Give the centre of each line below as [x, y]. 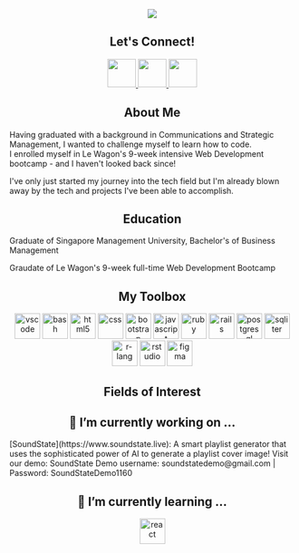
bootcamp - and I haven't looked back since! [93, 163]
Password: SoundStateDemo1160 [71, 473]
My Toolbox [152, 296]
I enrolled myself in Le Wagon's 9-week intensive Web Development [137, 153]
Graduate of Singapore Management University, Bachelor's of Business [143, 241]
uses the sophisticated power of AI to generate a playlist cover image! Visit [149, 454]
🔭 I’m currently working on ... [152, 423]
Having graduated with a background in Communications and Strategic [142, 134]
